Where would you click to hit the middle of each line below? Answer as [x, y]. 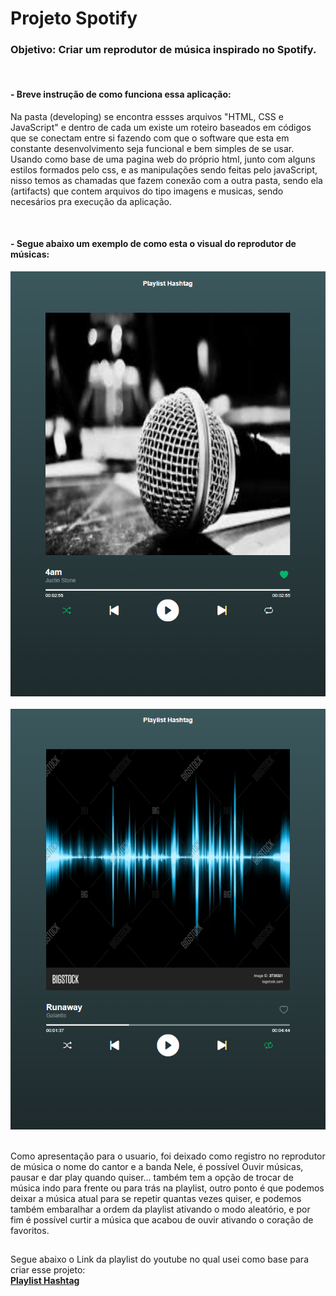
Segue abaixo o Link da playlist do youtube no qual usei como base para [159, 1259]
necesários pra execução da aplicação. [91, 201]
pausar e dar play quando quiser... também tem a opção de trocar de [152, 1177]
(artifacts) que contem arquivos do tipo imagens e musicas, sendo [147, 191]
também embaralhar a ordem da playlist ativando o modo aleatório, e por [160, 1209]
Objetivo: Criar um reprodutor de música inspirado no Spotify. [163, 50]
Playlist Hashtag [45, 1281]
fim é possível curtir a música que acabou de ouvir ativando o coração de [162, 1219]
